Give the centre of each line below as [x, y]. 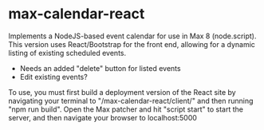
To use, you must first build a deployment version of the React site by [122, 92]
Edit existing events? [53, 77]
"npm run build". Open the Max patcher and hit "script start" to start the [126, 109]
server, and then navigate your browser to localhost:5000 [103, 117]
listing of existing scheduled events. [67, 53]
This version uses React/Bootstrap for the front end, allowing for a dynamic [132, 44]
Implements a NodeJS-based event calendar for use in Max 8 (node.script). [132, 36]
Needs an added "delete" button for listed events [100, 68]
